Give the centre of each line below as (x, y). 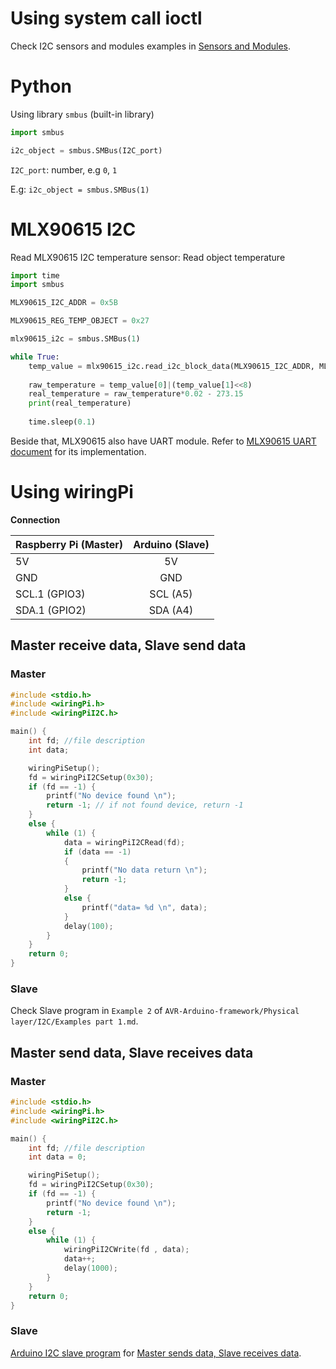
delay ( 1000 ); (90, 1268)
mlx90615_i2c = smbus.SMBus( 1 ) (75, 339)
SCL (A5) (171, 594)
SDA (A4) (171, 610)
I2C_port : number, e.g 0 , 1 (64, 169)
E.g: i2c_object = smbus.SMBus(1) (80, 189)
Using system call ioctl (106, 18)
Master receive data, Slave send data (128, 645)
